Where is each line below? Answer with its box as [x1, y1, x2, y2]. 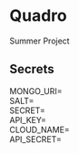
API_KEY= [9, 114, 47, 125]
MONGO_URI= [9, 85, 63, 96]
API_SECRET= [9, 133, 62, 145]
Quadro [9, 5, 67, 26]
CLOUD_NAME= [9, 124, 70, 135]
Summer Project [9, 35, 70, 46]
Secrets [9, 62, 54, 77]
